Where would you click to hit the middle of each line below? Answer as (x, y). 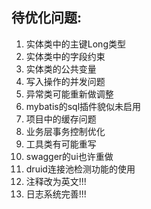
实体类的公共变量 (61, 69)
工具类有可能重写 (61, 144)
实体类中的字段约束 (65, 56)
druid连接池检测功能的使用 (80, 169)
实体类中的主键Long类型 (75, 44)
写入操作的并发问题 (65, 81)
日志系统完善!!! (56, 194)
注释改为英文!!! (56, 181)
